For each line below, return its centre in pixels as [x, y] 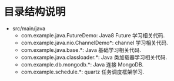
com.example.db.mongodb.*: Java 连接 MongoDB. [82, 64]
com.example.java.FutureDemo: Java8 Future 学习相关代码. [93, 35]
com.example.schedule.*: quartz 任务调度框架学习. [83, 72]
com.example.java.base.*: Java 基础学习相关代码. [81, 50]
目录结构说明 [35, 12]
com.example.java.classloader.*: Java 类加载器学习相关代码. [94, 57]
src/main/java [29, 28]
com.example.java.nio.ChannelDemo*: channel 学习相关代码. [94, 43]
